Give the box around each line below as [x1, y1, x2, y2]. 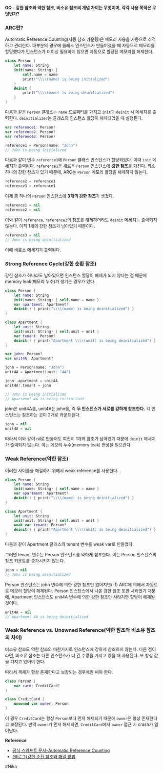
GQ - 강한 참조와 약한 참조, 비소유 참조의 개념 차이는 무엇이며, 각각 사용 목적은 [5, 5, 151, 10]
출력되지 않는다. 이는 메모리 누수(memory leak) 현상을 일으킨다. [10, 442, 132, 448]
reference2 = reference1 [5, 179, 56, 184]
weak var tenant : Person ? [14, 522, 67, 528]
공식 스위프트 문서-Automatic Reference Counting [12, 747, 110, 753]
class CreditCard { [5, 696, 45, 702]
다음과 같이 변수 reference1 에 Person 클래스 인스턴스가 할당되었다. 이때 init [5, 157, 151, 163]
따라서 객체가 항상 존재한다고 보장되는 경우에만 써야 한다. [5, 669, 113, 675]
